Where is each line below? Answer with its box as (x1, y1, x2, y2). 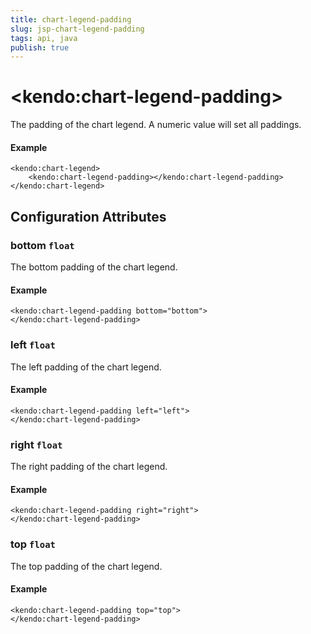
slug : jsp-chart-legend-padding (10, 24, 145, 34)
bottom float (10, 238, 75, 252)
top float (10, 537, 56, 551)
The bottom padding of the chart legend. (10, 261, 178, 273)
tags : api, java (10, 33, 78, 43)
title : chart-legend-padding (10, 14, 132, 25)
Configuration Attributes (10, 208, 167, 225)
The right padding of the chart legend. (10, 461, 168, 473)
